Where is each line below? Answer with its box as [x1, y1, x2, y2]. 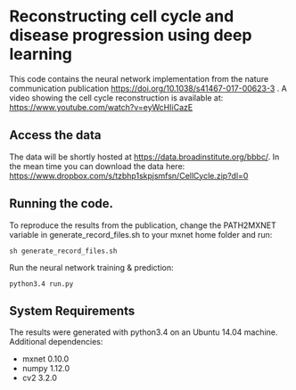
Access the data [9, 127, 102, 143]
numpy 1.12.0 [21, 363, 70, 374]
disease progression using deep [9, 25, 252, 45]
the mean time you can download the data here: [9, 160, 185, 171]
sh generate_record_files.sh [9, 247, 118, 256]
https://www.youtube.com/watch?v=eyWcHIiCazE [9, 102, 193, 112]
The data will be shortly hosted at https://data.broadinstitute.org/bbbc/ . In [9, 151, 280, 162]
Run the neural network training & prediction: [9, 262, 174, 272]
